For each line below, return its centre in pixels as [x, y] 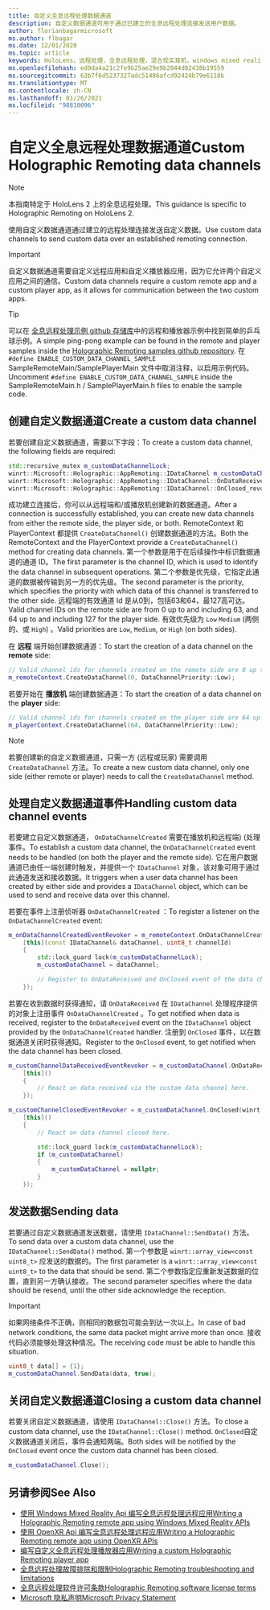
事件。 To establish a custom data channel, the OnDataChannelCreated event [132, 847]
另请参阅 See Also [52, 1492]
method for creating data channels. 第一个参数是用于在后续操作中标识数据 [131, 552]
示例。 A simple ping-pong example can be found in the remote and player [137, 341]
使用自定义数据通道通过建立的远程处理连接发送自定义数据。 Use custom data [135, 230]
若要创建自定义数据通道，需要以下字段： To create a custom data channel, [131, 442]
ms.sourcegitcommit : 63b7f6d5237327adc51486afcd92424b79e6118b [117, 76]
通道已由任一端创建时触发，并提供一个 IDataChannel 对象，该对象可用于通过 [134, 867]
